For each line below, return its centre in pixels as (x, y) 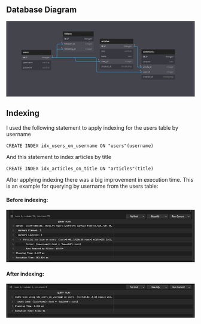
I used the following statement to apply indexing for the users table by (92, 127)
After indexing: (25, 274)
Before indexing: (28, 200)
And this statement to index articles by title (59, 157)
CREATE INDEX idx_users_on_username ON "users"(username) (80, 146)
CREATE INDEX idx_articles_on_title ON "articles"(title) (80, 169)
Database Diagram (42, 10)
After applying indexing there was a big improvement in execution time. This (100, 179)
